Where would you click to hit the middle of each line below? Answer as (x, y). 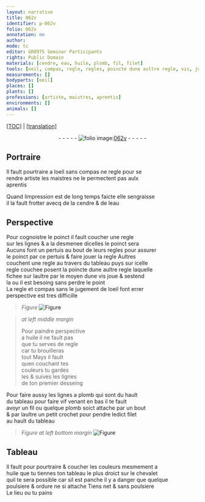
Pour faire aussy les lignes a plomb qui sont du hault (72, 395)
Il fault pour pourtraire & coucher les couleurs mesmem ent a (82, 467)
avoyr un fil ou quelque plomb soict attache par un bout (76, 408)
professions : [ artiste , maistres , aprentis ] (64, 97)
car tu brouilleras (42, 351)
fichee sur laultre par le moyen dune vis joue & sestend (75, 276)
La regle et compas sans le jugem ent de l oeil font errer (75, 289)
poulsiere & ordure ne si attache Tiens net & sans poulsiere (80, 486)
